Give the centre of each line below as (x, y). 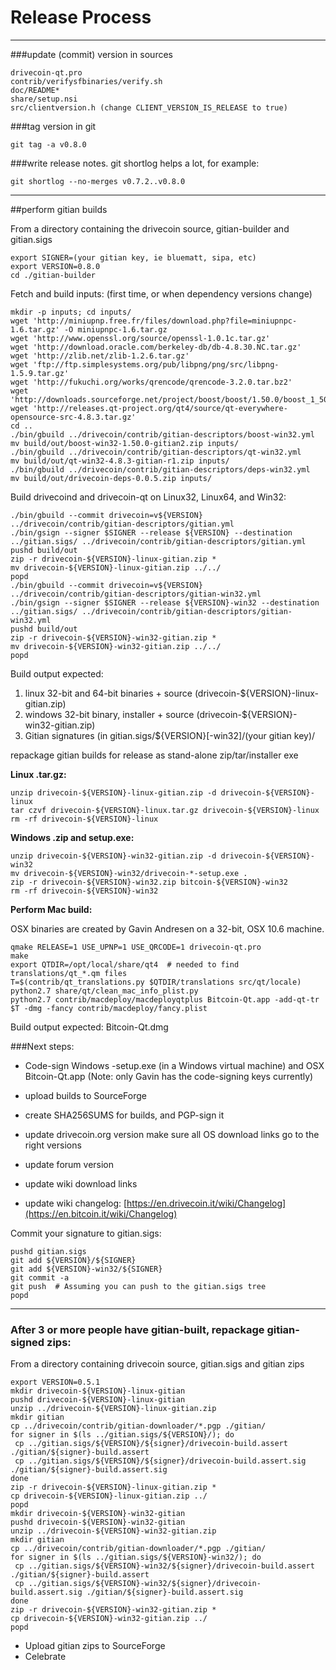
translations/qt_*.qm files (69, 973)
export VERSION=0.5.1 (55, 1382)
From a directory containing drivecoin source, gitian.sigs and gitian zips (157, 1364)
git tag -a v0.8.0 (48, 144)
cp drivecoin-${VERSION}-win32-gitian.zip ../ (109, 1619)
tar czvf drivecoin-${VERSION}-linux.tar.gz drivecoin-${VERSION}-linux (165, 810)
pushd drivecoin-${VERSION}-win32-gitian (98, 1522)
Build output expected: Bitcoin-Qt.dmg (89, 1027)
